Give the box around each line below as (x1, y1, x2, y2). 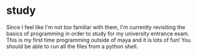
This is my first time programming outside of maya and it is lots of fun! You (6, 36, 191, 43)
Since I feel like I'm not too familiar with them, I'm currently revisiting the (6, 23, 186, 31)
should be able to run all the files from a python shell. (6, 43, 139, 50)
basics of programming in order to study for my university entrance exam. (6, 30, 190, 37)
